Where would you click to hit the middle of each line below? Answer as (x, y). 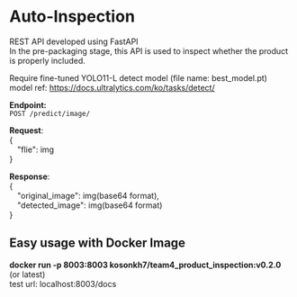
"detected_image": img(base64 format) (90, 205)
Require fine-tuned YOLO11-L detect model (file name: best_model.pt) (139, 77)
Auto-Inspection (72, 17)
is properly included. (47, 60)
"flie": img (36, 149)
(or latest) (27, 274)
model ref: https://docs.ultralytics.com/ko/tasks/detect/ (112, 87)
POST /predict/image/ (50, 113)
